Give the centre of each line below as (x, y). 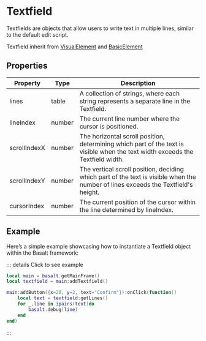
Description (138, 83)
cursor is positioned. (109, 126)
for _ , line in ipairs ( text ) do (56, 304)
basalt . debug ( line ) (53, 309)
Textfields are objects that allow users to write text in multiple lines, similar (100, 28)
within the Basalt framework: (42, 253)
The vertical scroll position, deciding (132, 169)
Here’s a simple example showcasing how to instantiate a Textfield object (99, 246)
